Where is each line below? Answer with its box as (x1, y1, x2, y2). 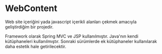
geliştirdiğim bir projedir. (5, 24, 54, 29)
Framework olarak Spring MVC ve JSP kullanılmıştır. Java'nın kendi (5, 33, 139, 39)
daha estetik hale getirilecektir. (5, 43, 66, 49)
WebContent (5, 3, 57, 14)
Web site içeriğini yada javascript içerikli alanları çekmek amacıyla (5, 19, 137, 25)
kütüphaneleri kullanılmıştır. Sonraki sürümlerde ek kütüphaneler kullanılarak (5, 38, 157, 44)
